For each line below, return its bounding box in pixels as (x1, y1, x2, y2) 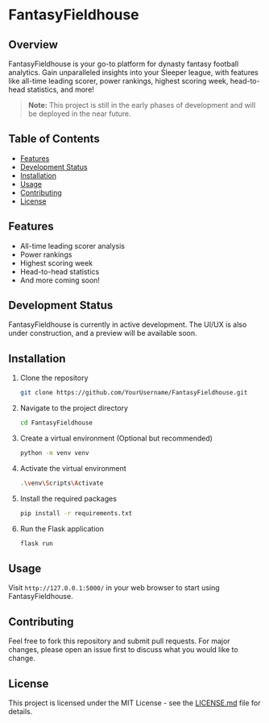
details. (8, 706, 33, 716)
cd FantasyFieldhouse (19, 419, 93, 428)
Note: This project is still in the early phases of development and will (27, 101, 256, 109)
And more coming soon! (19, 275, 101, 285)
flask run (19, 539, 54, 547)
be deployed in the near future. (27, 109, 131, 118)
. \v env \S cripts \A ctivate (19, 479, 104, 487)
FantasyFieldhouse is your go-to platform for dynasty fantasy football (8, 59, 239, 68)
